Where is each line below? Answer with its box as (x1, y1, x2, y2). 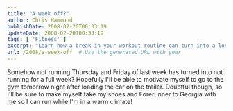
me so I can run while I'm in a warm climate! (7, 97, 133, 105)
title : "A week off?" (7, 10, 70, 17)
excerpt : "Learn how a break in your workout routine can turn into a (7, 42, 216, 49)
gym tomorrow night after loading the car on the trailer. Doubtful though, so (7, 83, 223, 91)
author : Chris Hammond (7, 17, 73, 24)
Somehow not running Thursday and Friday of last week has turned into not (7, 67, 223, 76)
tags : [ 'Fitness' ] (7, 36, 67, 43)
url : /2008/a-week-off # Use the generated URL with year (7, 49, 182, 56)
